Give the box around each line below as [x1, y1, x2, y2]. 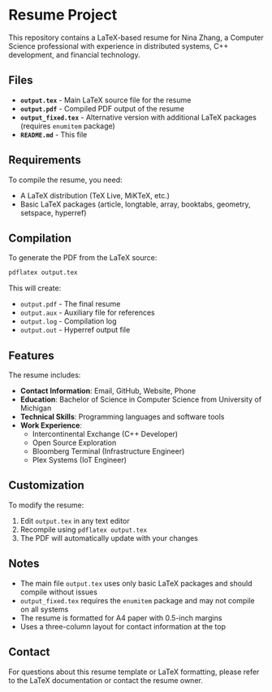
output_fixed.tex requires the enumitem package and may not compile [19, 595, 255, 605]
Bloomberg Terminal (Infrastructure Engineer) [32, 446, 185, 456]
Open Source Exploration [32, 437, 117, 448]
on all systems [19, 604, 69, 614]
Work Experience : [19, 420, 83, 430]
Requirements [8, 153, 81, 168]
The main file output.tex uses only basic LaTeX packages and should [19, 578, 253, 588]
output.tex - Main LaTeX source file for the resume [19, 95, 192, 105]
